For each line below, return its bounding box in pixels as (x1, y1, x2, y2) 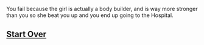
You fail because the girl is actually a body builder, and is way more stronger (6, 5, 198, 12)
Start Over (6, 29, 47, 40)
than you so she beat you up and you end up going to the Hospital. (6, 12, 174, 19)
